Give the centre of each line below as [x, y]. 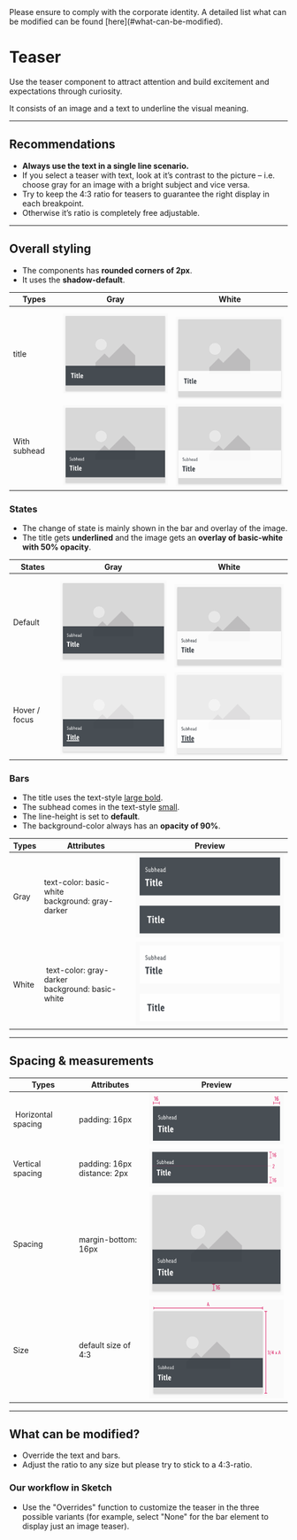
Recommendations [62, 145]
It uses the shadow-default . [73, 280]
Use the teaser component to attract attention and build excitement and [139, 81]
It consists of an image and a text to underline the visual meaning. [129, 108]
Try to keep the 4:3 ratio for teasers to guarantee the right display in [145, 194]
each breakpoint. [53, 203]
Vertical [27, 1164]
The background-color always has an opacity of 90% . [121, 826]
